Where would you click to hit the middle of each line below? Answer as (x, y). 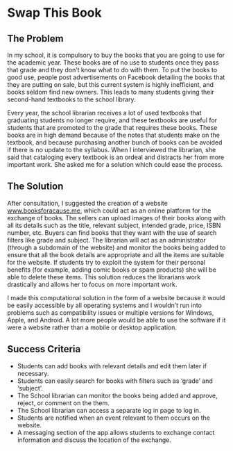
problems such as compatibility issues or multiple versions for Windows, (111, 312)
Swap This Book (54, 13)
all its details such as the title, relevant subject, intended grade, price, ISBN (114, 225)
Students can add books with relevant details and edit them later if (112, 366)
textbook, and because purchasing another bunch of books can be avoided (115, 142)
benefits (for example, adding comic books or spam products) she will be (112, 270)
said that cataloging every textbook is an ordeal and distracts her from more (116, 157)
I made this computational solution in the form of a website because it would (116, 297)
